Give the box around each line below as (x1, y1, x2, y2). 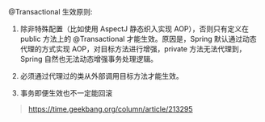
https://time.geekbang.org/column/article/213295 (27, 104, 193, 114)
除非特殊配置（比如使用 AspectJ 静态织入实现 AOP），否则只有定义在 (19, 24, 249, 34)
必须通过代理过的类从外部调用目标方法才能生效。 (19, 71, 183, 80)
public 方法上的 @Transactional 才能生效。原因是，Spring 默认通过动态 (19, 35, 257, 43)
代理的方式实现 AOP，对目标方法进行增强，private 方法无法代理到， (19, 44, 246, 54)
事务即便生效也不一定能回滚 (19, 88, 113, 98)
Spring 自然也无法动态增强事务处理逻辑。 (19, 55, 158, 63)
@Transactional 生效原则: (8, 7, 93, 16)
